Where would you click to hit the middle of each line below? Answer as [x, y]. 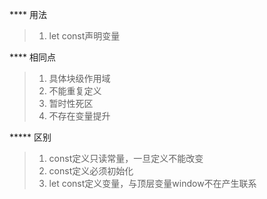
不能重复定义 [75, 91]
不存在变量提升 [79, 116]
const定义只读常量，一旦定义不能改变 [126, 158]
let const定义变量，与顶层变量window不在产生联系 [152, 183]
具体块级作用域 [79, 78]
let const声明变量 [84, 36]
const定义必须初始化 [91, 171]
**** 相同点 [32, 57]
